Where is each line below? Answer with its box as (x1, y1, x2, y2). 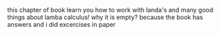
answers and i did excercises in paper (7, 21, 116, 28)
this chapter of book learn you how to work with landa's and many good (7, 6, 214, 14)
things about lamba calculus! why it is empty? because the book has (7, 13, 203, 21)
